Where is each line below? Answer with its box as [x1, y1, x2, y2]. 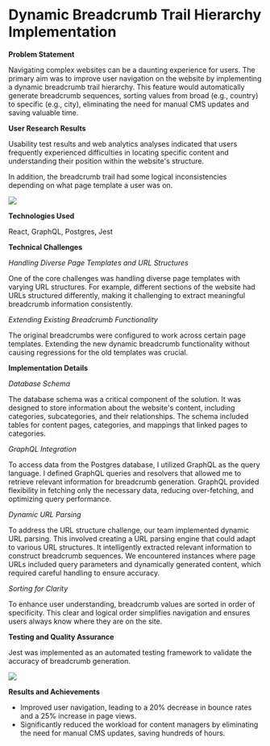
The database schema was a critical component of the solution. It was [8, 394, 242, 404]
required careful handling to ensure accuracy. [8, 568, 160, 578]
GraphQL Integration [8, 444, 77, 454]
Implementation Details [8, 363, 89, 372]
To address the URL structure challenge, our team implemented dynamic [8, 525, 250, 535]
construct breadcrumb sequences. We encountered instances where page [8, 550, 256, 561]
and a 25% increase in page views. [19, 711, 137, 720]
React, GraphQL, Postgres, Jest [8, 226, 113, 236]
